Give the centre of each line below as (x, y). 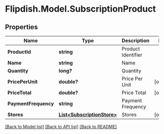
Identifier (132, 55)
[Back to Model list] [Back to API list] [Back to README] (61, 127)
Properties (21, 27)
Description (136, 41)
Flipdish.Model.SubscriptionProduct (81, 9)
